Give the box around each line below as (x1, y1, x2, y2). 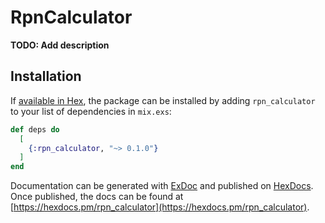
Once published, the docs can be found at (10, 191, 184, 203)
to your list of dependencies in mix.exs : (10, 105, 172, 117)
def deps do (10, 124, 60, 135)
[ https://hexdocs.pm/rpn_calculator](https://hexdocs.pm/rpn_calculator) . (10, 201, 310, 213)
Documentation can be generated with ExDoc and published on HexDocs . (10, 180, 314, 192)
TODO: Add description (10, 39, 110, 51)
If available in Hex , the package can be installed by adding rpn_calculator (10, 94, 316, 106)
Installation (10, 68, 82, 85)
